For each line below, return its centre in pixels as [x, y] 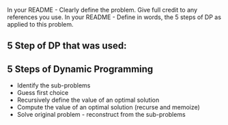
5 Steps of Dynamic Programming [80, 69]
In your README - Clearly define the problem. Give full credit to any [102, 10]
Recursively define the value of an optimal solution [88, 100]
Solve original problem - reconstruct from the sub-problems [101, 115]
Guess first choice [43, 93]
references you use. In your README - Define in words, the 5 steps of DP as [114, 17]
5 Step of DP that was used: [67, 46]
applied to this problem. [40, 24]
